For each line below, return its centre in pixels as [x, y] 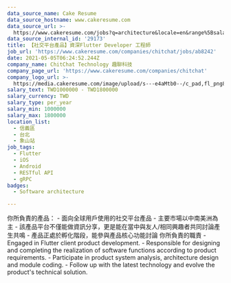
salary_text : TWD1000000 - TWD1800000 [63, 90]
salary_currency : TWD [38, 97]
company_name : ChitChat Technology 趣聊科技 [70, 64]
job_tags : [21, 147]
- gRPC [23, 179]
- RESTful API [33, 173]
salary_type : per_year [40, 103]
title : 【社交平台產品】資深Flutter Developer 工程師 [79, 45]
